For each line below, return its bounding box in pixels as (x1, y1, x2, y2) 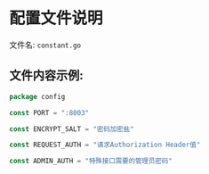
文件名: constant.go (9, 39, 82, 50)
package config (9, 92, 66, 101)
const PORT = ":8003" (9, 108, 90, 117)
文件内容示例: (9, 68, 84, 83)
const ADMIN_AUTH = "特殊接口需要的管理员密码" (9, 157, 173, 166)
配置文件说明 (9, 8, 104, 29)
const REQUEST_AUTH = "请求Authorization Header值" (9, 140, 201, 150)
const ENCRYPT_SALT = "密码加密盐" (9, 124, 135, 134)
